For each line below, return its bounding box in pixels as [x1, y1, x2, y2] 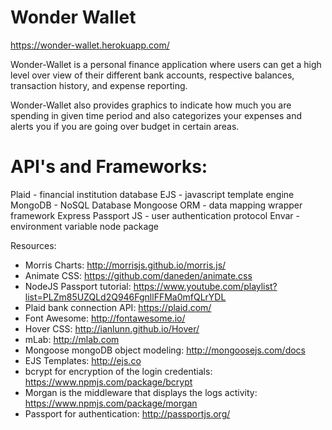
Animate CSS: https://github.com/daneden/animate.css [24, 269, 253, 281]
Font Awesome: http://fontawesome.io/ [24, 312, 186, 324]
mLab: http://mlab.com [24, 333, 120, 345]
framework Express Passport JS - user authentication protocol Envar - [10, 209, 300, 221]
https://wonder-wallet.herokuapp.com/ [10, 39, 170, 51]
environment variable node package [10, 220, 159, 232]
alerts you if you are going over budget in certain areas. [10, 120, 240, 132]
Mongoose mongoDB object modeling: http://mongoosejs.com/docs [24, 344, 306, 356]
